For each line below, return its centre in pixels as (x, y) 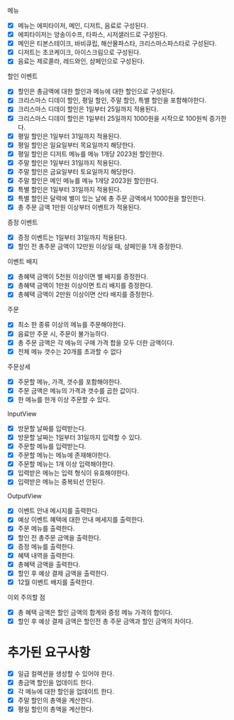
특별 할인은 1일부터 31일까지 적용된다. (69, 189)
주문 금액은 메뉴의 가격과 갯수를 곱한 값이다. (78, 390)
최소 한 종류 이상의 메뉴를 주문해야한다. (72, 325)
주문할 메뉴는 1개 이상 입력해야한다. (66, 464)
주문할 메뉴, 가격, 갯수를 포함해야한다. (69, 382)
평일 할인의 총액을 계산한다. (56, 709)
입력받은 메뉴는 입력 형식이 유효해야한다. (73, 473)
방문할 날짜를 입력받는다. (52, 428)
